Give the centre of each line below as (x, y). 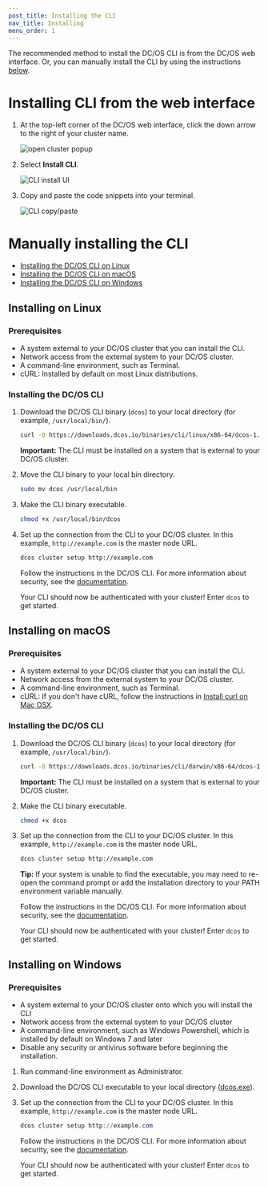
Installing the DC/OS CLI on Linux (75, 266)
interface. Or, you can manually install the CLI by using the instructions (125, 62)
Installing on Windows (65, 964)
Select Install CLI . (49, 164)
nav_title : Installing (46, 23)
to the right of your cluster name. (74, 134)
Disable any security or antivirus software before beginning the (124, 1047)
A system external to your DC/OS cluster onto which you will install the (136, 1005)
